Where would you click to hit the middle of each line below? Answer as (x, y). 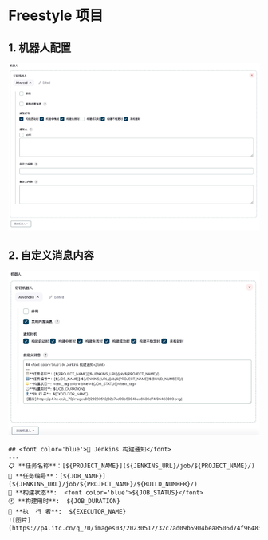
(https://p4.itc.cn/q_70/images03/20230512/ (83, 528)
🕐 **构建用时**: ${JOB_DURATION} (65, 501)
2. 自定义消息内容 (51, 255)
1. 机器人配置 (40, 48)
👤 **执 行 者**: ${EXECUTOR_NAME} (67, 511)
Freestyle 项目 (56, 16)
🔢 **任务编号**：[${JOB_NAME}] (57, 476)
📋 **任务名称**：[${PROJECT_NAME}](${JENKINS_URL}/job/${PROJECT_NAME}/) (132, 466)
